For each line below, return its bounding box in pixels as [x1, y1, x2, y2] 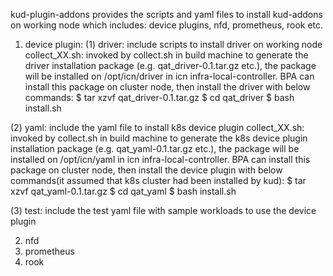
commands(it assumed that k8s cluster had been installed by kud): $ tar [10, 175, 307, 186]
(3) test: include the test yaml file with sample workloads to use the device [10, 205, 317, 216]
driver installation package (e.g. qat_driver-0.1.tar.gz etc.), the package [24, 60, 317, 71]
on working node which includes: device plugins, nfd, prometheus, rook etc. [10, 19, 324, 31]
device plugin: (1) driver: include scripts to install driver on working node [24, 39, 323, 50]
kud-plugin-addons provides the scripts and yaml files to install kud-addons [10, 9, 323, 20]
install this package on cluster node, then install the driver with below [24, 81, 311, 93]
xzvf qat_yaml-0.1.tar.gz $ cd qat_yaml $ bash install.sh [10, 185, 237, 197]
